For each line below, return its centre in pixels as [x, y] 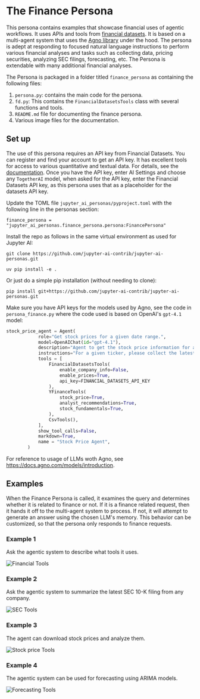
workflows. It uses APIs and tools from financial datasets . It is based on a [96, 33]
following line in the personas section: [53, 209]
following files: [24, 83]
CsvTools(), [63, 420]
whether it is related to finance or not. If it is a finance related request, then [98, 504]
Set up [18, 139]
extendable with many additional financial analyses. [69, 65]
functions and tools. [39, 107]
